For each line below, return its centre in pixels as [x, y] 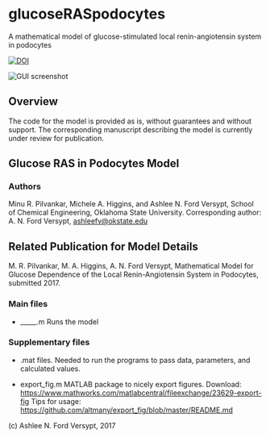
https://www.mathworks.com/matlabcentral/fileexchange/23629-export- [141, 393]
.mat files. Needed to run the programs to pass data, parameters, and [135, 360]
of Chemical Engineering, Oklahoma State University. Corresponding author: [135, 213]
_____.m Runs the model [59, 321]
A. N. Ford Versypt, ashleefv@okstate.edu [78, 221]
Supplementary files [49, 342]
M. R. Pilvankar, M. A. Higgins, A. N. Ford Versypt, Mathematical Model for [131, 266]
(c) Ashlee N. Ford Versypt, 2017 [62, 425]
